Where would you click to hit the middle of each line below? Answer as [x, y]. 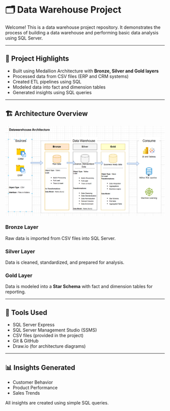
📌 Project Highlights [37, 59]
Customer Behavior [33, 382]
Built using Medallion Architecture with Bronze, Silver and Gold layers [86, 71]
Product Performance [35, 388]
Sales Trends [26, 393]
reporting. [16, 292]
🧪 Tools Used [26, 313]
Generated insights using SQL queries [52, 92]
